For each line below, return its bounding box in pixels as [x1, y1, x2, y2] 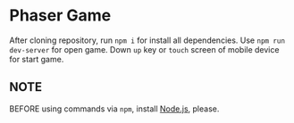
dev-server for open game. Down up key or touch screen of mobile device [9, 44, 280, 54]
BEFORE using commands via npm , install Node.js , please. [9, 103, 220, 114]
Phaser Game [9, 5, 112, 26]
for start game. [9, 53, 64, 64]
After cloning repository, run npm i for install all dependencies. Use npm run [9, 35, 286, 45]
